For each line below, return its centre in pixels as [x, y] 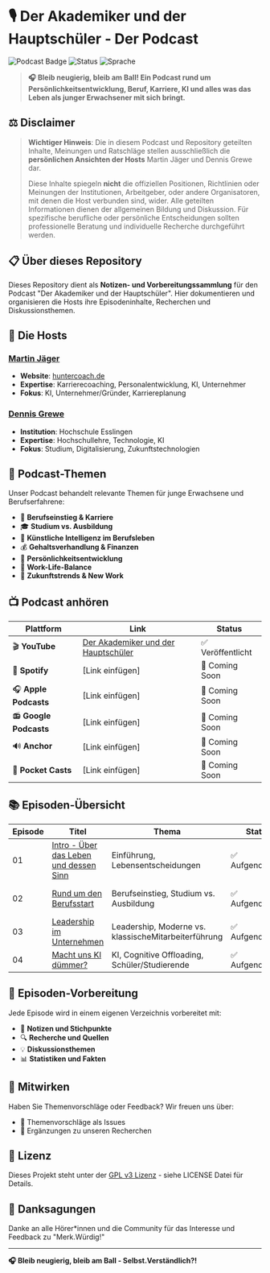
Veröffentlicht [226, 652]
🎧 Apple [29, 689]
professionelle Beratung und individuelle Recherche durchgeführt [136, 226]
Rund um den [77, 893]
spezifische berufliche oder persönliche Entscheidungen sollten [133, 217]
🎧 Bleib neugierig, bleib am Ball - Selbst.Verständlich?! [103, 1261]
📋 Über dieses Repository [75, 261]
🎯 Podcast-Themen [57, 474]
